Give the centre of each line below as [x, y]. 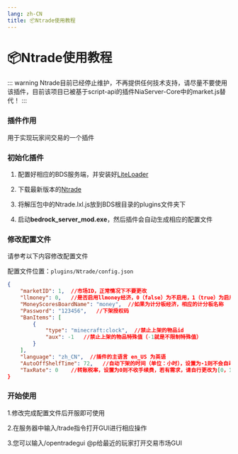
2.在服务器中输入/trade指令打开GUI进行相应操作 [77, 428]
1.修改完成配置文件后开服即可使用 [56, 413]
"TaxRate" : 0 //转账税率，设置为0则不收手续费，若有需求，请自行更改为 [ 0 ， [125, 370]
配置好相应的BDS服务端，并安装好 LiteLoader [83, 175]
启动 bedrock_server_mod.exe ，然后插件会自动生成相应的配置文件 [115, 219]
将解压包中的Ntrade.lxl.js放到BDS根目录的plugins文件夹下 [102, 204]
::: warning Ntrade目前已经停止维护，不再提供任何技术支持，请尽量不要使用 [118, 83]
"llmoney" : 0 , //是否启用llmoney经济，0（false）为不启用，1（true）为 [122, 298]
